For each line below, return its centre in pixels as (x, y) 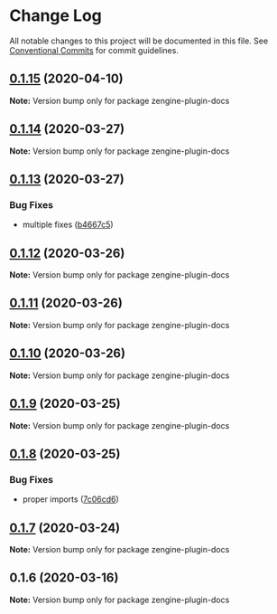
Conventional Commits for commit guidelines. (94, 50)
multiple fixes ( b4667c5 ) (68, 225)
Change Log (55, 16)
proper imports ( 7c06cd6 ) (70, 499)
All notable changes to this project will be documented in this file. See (139, 41)
